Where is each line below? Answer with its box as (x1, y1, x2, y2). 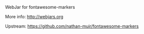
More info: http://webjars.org (5, 14, 64, 19)
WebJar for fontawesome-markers (5, 4, 75, 10)
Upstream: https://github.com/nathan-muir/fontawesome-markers (5, 23, 139, 29)
